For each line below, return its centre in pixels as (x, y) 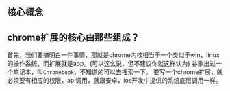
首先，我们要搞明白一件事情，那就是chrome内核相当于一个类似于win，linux (114, 55)
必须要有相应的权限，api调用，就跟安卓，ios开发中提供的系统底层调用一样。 (114, 81)
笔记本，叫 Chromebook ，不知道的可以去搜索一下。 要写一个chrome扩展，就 (118, 72)
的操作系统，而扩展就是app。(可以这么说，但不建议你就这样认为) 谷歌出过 (112, 64)
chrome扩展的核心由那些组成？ (74, 37)
